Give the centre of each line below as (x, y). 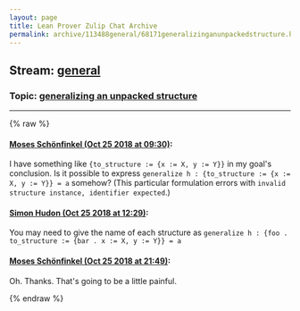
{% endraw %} (37, 298)
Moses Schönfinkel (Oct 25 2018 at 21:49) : (90, 261)
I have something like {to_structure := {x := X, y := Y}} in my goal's (141, 164)
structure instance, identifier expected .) (90, 192)
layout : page (33, 17)
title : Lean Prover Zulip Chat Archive (83, 26)
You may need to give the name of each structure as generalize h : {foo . (149, 232)
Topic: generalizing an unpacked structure (104, 96)
